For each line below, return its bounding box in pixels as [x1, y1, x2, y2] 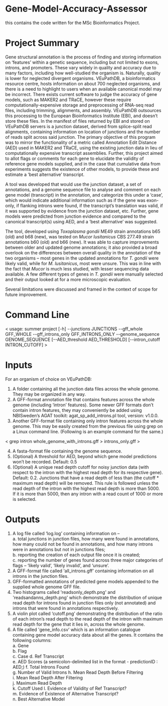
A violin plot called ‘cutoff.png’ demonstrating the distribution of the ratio [12, 610, 163, 616]
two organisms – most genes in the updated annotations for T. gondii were [5, 255, 159, 261]
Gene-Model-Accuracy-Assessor [5, 3, 147, 15]
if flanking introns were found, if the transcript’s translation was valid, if [16, 202, 163, 209]
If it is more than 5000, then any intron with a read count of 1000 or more [12, 491, 163, 497]
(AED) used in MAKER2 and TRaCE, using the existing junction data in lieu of [5, 144, 163, 151]
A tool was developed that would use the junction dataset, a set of [5, 181, 142, 187]
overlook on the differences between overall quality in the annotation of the [5, 249, 161, 255]
